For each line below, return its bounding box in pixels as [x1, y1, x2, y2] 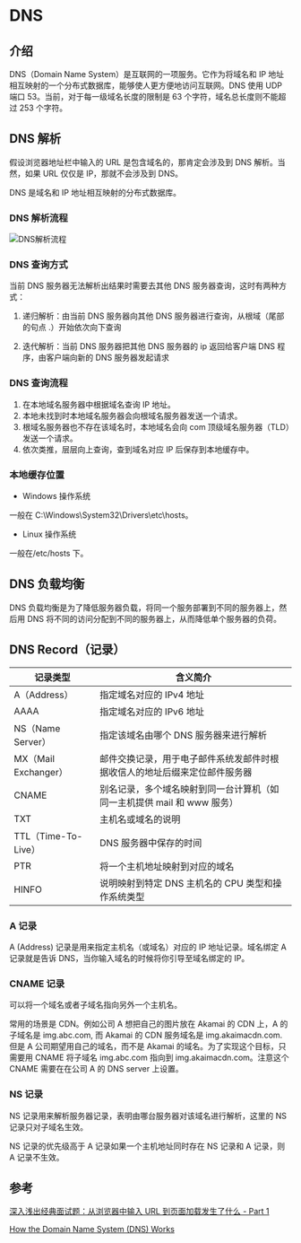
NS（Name [13, 722, 61, 734]
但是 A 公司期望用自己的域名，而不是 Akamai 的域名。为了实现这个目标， [9, 1041, 279, 1052]
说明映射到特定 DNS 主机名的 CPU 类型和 [99, 877, 273, 889]
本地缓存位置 [9, 468, 65, 481]
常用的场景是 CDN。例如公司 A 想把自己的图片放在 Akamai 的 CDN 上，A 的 [9, 1019, 288, 1029]
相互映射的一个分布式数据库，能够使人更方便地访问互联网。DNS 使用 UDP [9, 80, 282, 91]
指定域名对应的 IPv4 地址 [99, 688, 204, 701]
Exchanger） [13, 766, 69, 778]
